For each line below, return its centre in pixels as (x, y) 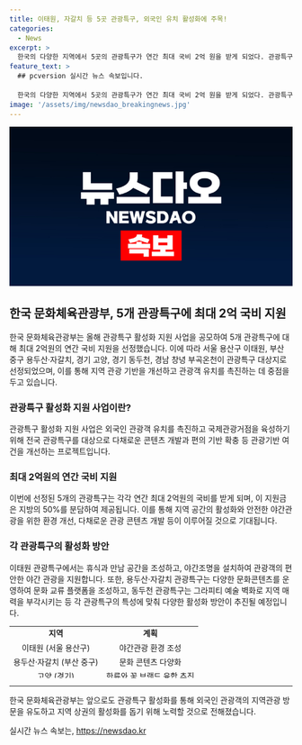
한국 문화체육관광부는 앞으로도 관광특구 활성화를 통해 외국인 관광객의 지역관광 (145, 700)
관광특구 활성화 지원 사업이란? (71, 407)
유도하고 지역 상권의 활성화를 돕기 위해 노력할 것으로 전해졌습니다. (141, 711)
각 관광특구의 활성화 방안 (59, 547)
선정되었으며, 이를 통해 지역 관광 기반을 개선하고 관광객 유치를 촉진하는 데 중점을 (150, 370)
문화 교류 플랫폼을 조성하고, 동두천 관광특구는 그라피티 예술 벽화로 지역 (156, 590)
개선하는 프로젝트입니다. (68, 451)
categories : (31, 28)
